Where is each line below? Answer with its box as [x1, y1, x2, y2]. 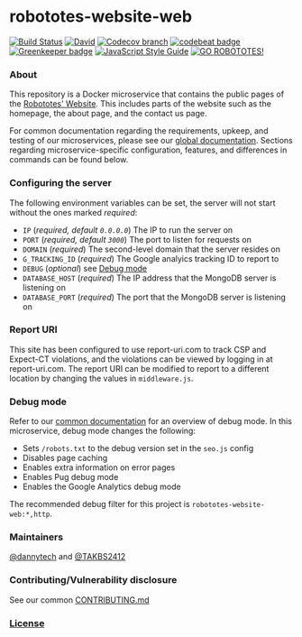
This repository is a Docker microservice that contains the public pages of [9, 88, 285, 100]
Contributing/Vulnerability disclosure [9, 574, 178, 586]
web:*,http [9, 510, 50, 520]
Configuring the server [9, 177, 113, 189]
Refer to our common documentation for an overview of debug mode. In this [9, 416, 293, 427]
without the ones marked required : [9, 207, 138, 217]
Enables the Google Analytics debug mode [22, 481, 182, 493]
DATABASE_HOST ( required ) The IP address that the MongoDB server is [22, 272, 277, 283]
